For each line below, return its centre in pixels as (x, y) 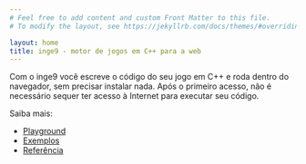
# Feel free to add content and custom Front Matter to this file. (140, 18)
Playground (44, 131)
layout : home (34, 43)
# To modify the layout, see (65, 26)
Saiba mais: (31, 113)
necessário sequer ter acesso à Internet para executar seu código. (134, 96)
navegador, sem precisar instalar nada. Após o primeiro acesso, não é (141, 86)
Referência (43, 150)
